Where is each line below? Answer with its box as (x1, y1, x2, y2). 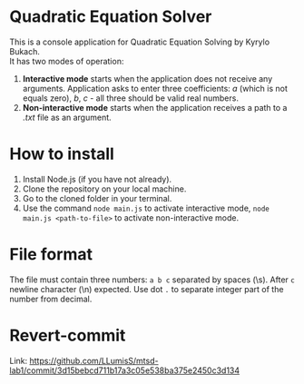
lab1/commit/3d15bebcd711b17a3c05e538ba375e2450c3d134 (9, 365, 240, 376)
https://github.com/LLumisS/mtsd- (29, 355, 159, 366)
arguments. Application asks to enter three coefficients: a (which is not (22, 83, 288, 94)
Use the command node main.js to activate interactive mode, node (22, 202, 270, 213)
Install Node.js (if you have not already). (22, 173, 172, 184)
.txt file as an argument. (22, 112, 112, 123)
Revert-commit (9, 325, 126, 346)
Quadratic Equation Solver (9, 6, 212, 27)
